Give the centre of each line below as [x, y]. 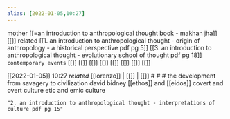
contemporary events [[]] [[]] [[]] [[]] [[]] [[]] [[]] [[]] [79, 62]
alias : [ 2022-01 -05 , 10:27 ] [46, 13]
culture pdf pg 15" [35, 109]
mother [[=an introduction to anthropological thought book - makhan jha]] [112, 33]
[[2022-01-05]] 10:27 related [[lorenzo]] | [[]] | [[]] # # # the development [112, 76]
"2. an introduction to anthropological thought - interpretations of [111, 103]
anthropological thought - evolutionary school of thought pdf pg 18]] [105, 55]
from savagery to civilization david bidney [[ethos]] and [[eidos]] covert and [115, 83]
